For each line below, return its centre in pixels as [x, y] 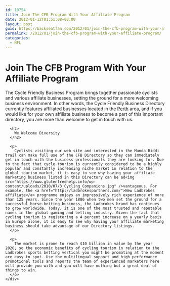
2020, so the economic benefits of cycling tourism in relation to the [82, 248]
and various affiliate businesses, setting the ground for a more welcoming [82, 98]
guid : [11, 29]
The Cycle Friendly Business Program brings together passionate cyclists [81, 92]
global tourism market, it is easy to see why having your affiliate [80, 173]
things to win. [21, 270]
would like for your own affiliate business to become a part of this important [84, 114]
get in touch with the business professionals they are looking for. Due [85, 160]
